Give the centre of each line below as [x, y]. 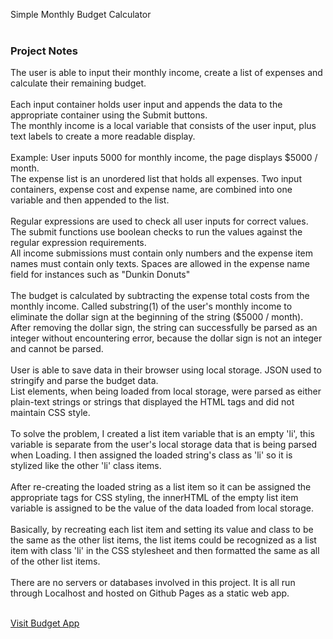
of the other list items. [55, 561]
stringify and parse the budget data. [84, 381]
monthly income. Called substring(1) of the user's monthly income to [151, 306]
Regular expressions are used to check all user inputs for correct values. [159, 221]
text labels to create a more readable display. [103, 136]
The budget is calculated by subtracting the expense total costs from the [160, 296]
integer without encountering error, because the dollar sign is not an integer [166, 338]
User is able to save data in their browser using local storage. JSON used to [166, 370]
